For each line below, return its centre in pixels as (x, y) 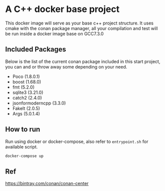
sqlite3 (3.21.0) (28, 92)
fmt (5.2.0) (23, 87)
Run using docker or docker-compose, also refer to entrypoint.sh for (77, 141)
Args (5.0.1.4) (26, 113)
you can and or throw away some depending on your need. (66, 66)
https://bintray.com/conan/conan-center (47, 183)
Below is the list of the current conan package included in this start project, (83, 61)
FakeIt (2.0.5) (26, 108)
